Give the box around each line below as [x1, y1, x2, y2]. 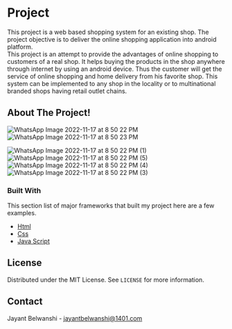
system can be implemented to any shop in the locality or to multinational [7, 79, 216, 87]
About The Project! [7, 107, 91, 119]
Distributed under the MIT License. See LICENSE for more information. [7, 276, 204, 284]
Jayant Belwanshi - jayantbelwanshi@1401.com [7, 314, 143, 322]
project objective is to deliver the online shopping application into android [7, 35, 217, 43]
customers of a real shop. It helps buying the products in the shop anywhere [7, 57, 225, 65]
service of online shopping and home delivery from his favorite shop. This [7, 71, 218, 81]
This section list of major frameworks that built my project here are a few [7, 201, 215, 210]
